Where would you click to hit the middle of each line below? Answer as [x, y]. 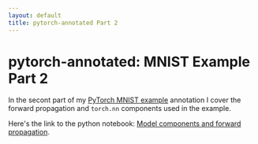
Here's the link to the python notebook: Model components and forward [125, 124]
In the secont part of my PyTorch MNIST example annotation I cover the [125, 100]
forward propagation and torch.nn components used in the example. [120, 109]
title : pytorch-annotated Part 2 [63, 23]
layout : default [35, 15]
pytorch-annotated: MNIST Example [129, 62]
